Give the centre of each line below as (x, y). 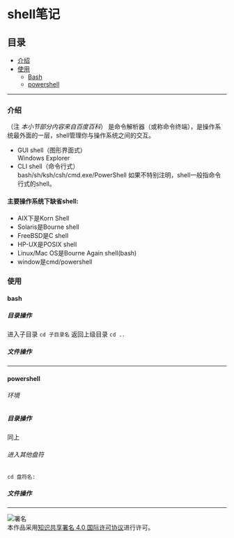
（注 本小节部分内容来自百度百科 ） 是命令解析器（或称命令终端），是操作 (111, 127)
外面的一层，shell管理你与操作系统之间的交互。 (87, 135)
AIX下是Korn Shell (43, 218)
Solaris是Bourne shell (48, 227)
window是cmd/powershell (55, 262)
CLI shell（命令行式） (48, 166)
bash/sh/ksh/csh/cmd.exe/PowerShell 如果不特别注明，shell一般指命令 (119, 175)
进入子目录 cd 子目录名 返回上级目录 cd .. (66, 334)
